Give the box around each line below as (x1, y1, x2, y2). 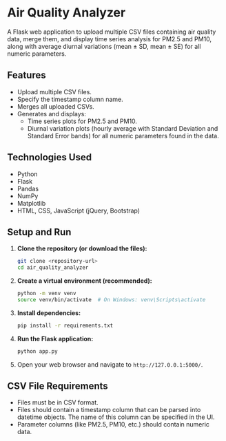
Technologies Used (7, 151, 92, 163)
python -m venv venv (17, 290, 76, 297)
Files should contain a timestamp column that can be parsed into (17, 406, 201, 414)
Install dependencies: (17, 308, 81, 317)
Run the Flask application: (17, 334, 94, 343)
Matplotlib (17, 199, 46, 207)
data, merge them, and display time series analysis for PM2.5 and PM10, (7, 34, 212, 43)
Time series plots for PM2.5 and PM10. (27, 117, 138, 125)
